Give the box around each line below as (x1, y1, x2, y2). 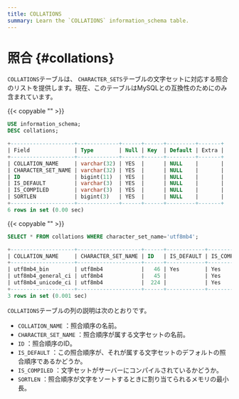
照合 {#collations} (7, 50, 115, 66)
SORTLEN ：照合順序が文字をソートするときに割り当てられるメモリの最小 (17, 375, 229, 383)
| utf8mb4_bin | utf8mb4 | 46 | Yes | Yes (7, 266, 221, 273)
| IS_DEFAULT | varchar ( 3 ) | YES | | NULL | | (7, 180, 224, 187)
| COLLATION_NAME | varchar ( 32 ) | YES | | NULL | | (7, 160, 224, 167)
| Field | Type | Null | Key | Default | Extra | (7, 147, 224, 154)
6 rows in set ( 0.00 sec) (7, 206, 84, 214)
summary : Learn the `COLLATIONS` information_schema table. (7, 17, 190, 24)
